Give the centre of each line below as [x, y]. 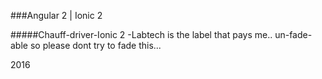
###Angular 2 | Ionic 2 [56, 15]
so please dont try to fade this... [95, 45]
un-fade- [293, 34]
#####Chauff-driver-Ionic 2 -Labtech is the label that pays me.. [141, 34]
